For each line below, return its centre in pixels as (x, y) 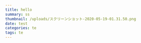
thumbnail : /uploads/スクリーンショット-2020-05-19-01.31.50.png (71, 19)
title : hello (19, 10)
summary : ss (17, 14)
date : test (16, 23)
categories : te (21, 28)
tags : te (14, 33)
